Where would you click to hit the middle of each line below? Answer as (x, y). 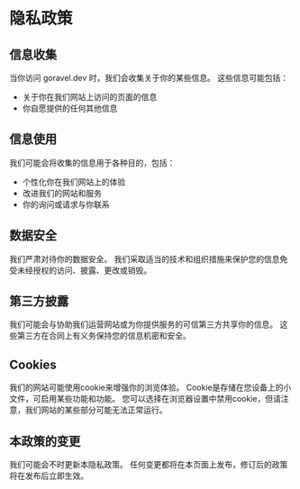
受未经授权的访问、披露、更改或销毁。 (80, 270)
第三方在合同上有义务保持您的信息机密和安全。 (104, 336)
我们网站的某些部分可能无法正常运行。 (96, 410)
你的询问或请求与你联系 (66, 204)
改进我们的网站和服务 (62, 193)
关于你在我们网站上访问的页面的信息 (90, 97)
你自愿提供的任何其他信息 (70, 108)
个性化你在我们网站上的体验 (74, 182)
